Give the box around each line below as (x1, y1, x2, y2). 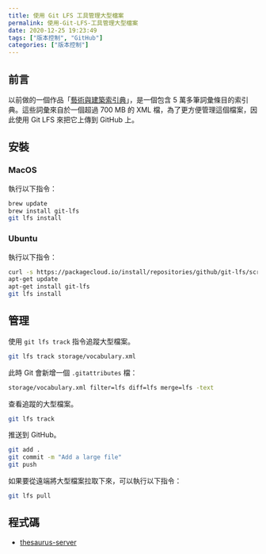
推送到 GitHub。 (8, 430, 61, 440)
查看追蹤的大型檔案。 (8, 398, 78, 409)
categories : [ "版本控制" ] (8, 41, 89, 49)
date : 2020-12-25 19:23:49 (8, 26, 97, 34)
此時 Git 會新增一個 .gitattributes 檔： (8, 367, 138, 377)
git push (8, 461, 37, 469)
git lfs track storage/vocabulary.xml (8, 352, 136, 360)
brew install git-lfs (8, 207, 80, 215)
